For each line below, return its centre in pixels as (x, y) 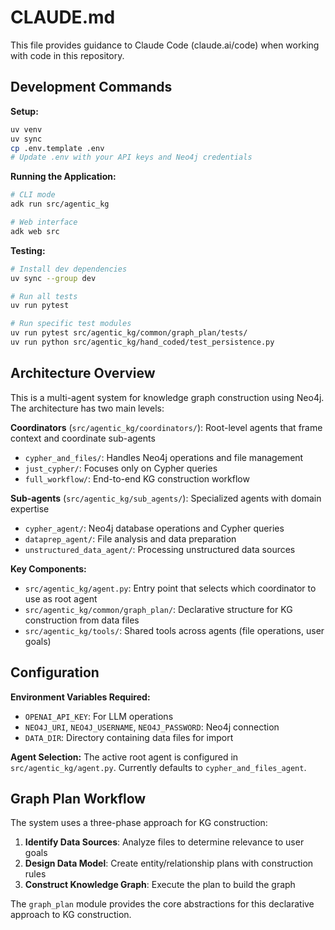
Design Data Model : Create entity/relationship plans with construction (169, 863)
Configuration (55, 672)
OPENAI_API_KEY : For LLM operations (99, 716)
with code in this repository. (67, 55)
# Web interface (44, 222)
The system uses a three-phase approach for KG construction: (139, 823)
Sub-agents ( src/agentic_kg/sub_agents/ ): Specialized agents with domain (166, 498)
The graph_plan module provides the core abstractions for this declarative (162, 904)
